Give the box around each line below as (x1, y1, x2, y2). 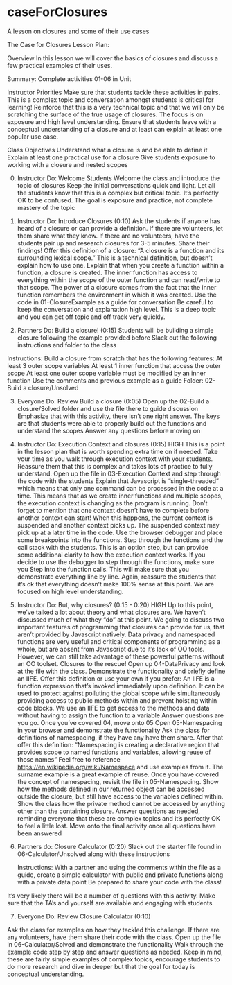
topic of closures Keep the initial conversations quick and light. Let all (17, 181, 215, 189)
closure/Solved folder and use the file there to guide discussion (17, 404, 199, 412)
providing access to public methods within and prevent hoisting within (17, 696, 217, 704)
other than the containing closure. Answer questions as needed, (17, 807, 201, 815)
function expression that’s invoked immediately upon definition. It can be (17, 681, 225, 690)
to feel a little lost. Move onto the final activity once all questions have (17, 821, 216, 830)
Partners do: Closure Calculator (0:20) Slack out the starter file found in (17, 842, 222, 851)
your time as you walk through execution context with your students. (17, 455, 213, 463)
